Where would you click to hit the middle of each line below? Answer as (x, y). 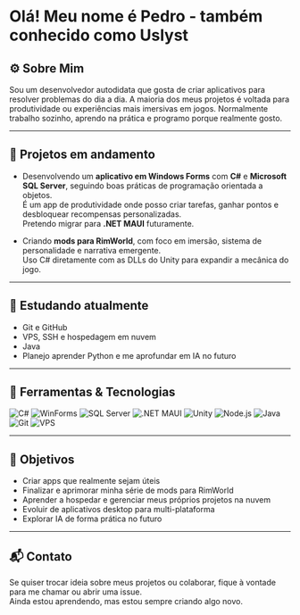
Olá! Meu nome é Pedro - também (136, 17)
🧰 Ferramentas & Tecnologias (92, 392)
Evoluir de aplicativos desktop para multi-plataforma (119, 510)
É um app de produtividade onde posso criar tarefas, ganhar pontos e (150, 204)
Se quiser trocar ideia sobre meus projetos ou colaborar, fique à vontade (143, 583)
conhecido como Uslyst (99, 35)
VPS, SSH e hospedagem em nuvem (89, 337)
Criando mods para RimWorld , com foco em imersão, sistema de (142, 241)
